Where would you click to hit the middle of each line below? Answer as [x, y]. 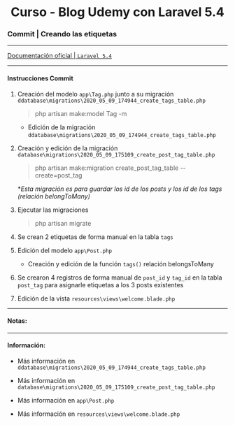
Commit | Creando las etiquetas [62, 34]
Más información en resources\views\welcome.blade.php [99, 414]
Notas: [17, 321]
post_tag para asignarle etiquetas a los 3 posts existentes [100, 284]
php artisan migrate [63, 223]
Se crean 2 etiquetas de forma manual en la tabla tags [95, 237]
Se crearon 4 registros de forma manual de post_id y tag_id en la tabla [120, 278]
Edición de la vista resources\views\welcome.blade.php [96, 298]
